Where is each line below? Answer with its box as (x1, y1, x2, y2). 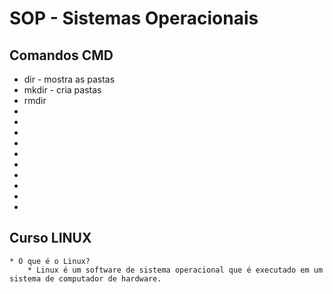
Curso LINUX (9, 230, 92, 247)
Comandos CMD (9, 47, 114, 64)
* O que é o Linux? (9, 256, 91, 266)
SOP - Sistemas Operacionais (9, 7, 259, 30)
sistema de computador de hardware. (9, 273, 162, 284)
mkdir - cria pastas (23, 84, 102, 96)
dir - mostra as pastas (23, 73, 116, 85)
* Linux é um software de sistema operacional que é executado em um (27, 265, 324, 275)
